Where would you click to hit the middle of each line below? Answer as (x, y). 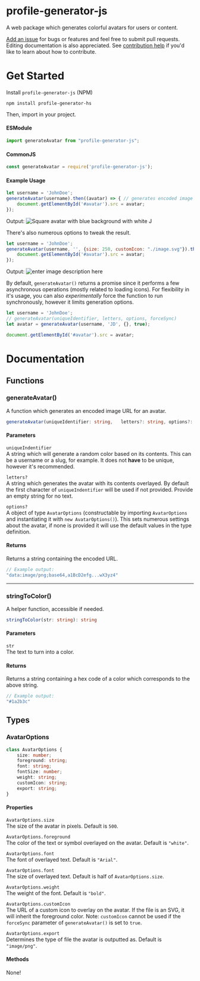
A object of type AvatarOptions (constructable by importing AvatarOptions (97, 513)
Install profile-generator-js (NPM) (50, 92)
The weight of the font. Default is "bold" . (56, 893)
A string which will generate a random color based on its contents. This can (99, 454)
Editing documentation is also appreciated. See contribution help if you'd (95, 45)
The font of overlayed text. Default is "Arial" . (62, 859)
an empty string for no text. (40, 496)
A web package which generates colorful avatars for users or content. (92, 27)
